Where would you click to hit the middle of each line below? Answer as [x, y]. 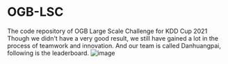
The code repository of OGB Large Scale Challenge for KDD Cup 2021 [107, 31]
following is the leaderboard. [48, 53]
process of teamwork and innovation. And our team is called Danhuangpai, [114, 45]
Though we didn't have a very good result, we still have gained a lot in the [113, 38]
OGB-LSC [35, 12]
